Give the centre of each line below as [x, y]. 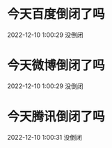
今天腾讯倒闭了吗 [56, 117]
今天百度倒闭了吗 [56, 14]
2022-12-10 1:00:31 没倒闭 [45, 137]
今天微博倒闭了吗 [56, 66]
